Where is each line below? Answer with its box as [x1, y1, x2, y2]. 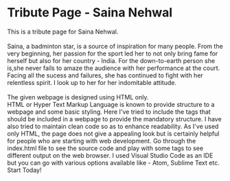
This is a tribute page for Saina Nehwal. [7, 27, 119, 36]
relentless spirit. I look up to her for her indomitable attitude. [7, 78, 177, 86]
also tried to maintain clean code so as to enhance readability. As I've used [7, 122, 219, 130]
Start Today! [7, 166, 42, 174]
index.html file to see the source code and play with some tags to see [7, 144, 204, 152]
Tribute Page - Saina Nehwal [7, 5, 173, 21]
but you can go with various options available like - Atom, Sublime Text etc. [7, 158, 220, 167]
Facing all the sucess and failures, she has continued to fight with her [7, 71, 204, 80]
